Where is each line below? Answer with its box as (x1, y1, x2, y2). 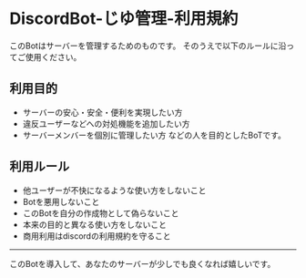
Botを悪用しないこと (22, 196, 100, 207)
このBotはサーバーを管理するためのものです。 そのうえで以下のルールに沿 (9, 40, 287, 51)
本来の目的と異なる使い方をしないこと (22, 219, 167, 230)
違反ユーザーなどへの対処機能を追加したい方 (22, 118, 190, 129)
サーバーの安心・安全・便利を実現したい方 (22, 107, 183, 118)
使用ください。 (25, 51, 82, 62)
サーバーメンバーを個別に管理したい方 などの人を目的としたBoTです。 (22, 129, 287, 140)
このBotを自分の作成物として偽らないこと (22, 207, 179, 219)
